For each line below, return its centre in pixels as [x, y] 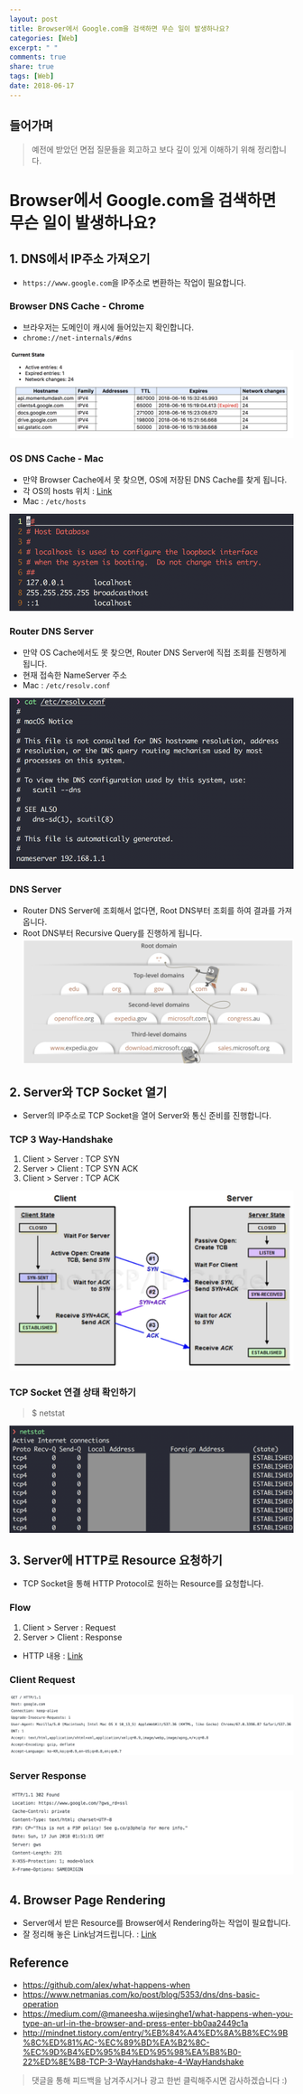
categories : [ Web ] [44, 38]
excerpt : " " [34, 48]
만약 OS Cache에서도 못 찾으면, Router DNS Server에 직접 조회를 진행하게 [154, 652]
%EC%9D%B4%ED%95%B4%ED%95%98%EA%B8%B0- [132, 2052]
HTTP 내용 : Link [53, 1655]
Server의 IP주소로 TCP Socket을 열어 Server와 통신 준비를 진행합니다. [147, 1115]
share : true [32, 67]
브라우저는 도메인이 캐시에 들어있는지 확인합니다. [108, 327]
